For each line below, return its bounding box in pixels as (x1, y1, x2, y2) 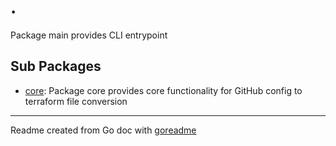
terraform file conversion (24, 95, 128, 107)
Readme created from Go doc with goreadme (10, 124, 197, 136)
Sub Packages (10, 58, 102, 75)
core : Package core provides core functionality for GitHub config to (24, 84, 303, 96)
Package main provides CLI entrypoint (10, 29, 168, 41)
